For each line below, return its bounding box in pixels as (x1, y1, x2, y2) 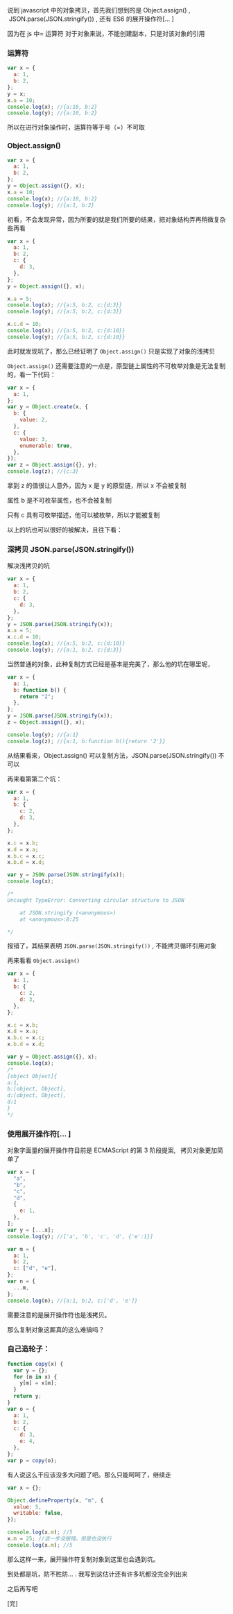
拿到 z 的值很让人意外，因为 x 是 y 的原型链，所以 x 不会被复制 (7, 481, 187, 490)
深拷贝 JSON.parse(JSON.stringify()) (7, 545, 135, 555)
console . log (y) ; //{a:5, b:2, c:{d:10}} (7, 333, 126, 340)
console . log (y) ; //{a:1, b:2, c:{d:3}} (7, 647, 123, 654)
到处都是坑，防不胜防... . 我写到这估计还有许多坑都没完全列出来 (7, 1570, 189, 1578)
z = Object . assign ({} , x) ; (7, 719, 85, 726)
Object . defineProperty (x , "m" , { (7, 1497, 104, 1504)
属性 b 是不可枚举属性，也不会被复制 (7, 496, 112, 505)
